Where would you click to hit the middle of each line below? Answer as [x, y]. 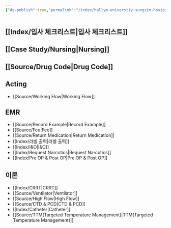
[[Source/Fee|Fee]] [33, 130]
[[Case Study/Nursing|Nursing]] [57, 50]
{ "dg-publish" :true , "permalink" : [41, 10]
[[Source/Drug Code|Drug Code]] [59, 67]
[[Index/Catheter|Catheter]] [41, 210]
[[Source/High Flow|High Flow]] [46, 198]
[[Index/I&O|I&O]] [31, 147]
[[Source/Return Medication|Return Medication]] [63, 135]
